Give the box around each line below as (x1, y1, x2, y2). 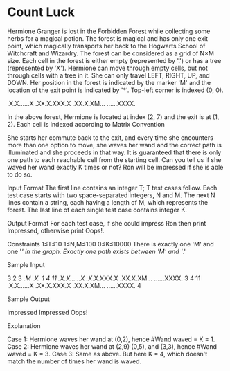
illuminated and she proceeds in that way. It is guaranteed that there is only (7, 148, 222, 156)
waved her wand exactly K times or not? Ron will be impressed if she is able (7, 163, 224, 171)
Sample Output (7, 295, 51, 303)
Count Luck (7, 4, 75, 20)
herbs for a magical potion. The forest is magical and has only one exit (7, 34, 209, 42)
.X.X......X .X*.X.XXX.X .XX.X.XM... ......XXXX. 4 (7, 281, 142, 289)
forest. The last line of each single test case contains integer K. (7, 206, 187, 214)
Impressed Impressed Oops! (7, 308, 88, 316)
